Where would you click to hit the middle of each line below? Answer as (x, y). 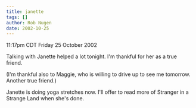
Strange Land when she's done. (45, 99)
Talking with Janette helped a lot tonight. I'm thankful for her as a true (92, 56)
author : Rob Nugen (29, 23)
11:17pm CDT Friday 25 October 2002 (52, 45)
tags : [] (17, 17)
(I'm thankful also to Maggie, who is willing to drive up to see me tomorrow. (98, 74)
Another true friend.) (31, 81)
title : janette (25, 12)
